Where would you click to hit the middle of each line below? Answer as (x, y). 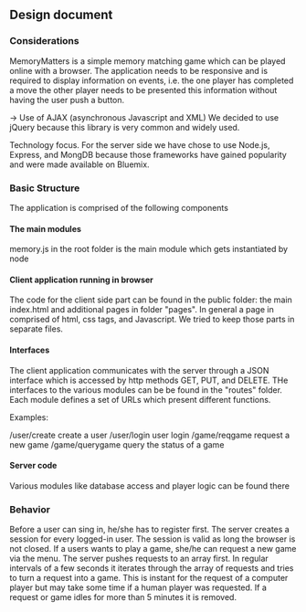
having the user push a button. (67, 100)
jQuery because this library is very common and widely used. (125, 127)
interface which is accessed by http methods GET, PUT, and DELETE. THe (149, 380)
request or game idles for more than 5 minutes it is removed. (123, 597)
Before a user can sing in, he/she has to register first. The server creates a (149, 530)
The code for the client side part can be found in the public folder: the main (151, 300)
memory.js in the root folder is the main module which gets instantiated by (149, 249)
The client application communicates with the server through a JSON (139, 370)
